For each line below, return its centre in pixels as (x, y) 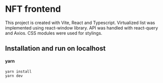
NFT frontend (33, 9)
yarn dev (14, 76)
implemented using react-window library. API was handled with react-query (81, 28)
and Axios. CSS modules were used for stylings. (54, 33)
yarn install (18, 71)
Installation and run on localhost (55, 48)
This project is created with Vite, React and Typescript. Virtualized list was (80, 23)
